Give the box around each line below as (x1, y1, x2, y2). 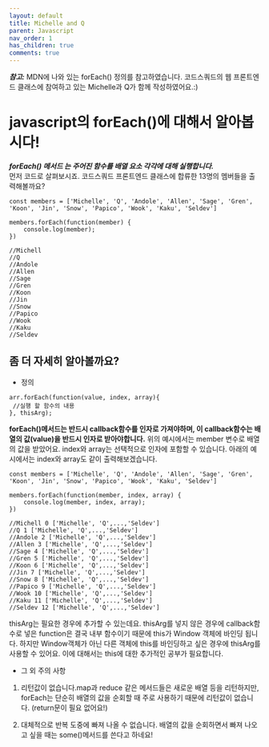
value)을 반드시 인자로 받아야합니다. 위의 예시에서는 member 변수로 (32, 434, 246, 444)
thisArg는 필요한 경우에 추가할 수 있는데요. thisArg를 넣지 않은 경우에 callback (9, 619, 255, 628)
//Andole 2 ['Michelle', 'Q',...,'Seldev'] (9, 533, 157, 542)
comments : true (9, 49, 60, 57)
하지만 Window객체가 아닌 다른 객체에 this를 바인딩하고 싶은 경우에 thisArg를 (19, 639, 261, 648)
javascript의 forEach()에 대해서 (9, 113, 213, 132)
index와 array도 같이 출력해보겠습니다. (36, 454, 158, 464)
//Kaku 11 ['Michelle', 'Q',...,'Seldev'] (9, 596, 153, 604)
